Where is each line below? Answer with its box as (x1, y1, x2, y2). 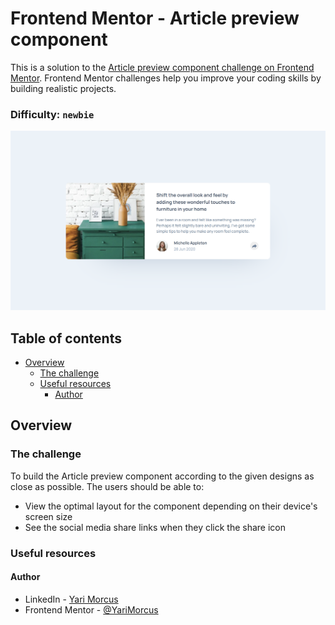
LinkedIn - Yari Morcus (24, 593, 119, 605)
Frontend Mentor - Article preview (10, 7, 300, 30)
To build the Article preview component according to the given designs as (10, 470, 315, 482)
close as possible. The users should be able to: (10, 480, 205, 492)
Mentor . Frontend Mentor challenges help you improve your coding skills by (10, 72, 322, 84)
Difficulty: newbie (10, 107, 95, 121)
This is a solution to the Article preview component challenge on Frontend (10, 61, 315, 73)
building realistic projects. (10, 82, 117, 94)
